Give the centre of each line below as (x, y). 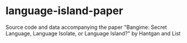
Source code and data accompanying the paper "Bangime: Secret (86, 27)
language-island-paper (64, 11)
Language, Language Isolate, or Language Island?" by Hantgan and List (93, 33)
